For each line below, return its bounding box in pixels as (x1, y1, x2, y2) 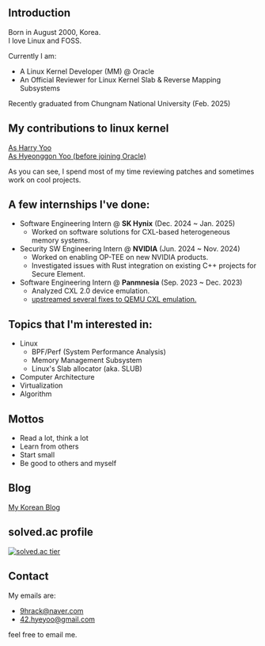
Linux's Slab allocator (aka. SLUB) (31, 364, 142, 373)
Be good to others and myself (19, 459, 117, 468)
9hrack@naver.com (19, 606, 84, 615)
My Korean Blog (8, 503, 61, 512)
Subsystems (19, 83, 61, 93)
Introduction (8, 6, 71, 20)
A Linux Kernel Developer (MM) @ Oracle (19, 67, 154, 76)
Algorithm (19, 389, 52, 399)
